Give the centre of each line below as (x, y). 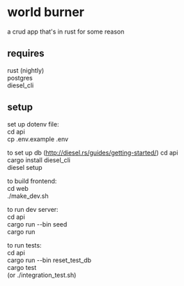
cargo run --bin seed (37, 224)
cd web (18, 188)
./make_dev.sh (28, 196)
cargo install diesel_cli (39, 160)
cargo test (22, 267)
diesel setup (25, 167)
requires (26, 53)
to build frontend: (32, 181)
